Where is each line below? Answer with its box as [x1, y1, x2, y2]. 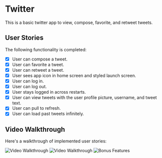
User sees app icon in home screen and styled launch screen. [12, 72, 136, 79]
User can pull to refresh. [12, 105, 61, 111]
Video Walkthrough [5, 125, 65, 134]
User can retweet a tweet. [12, 67, 64, 73]
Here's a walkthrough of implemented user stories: [5, 138, 107, 144]
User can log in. [12, 78, 44, 84]
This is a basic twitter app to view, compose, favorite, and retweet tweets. [5, 20, 153, 25]
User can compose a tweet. [12, 56, 68, 62]
